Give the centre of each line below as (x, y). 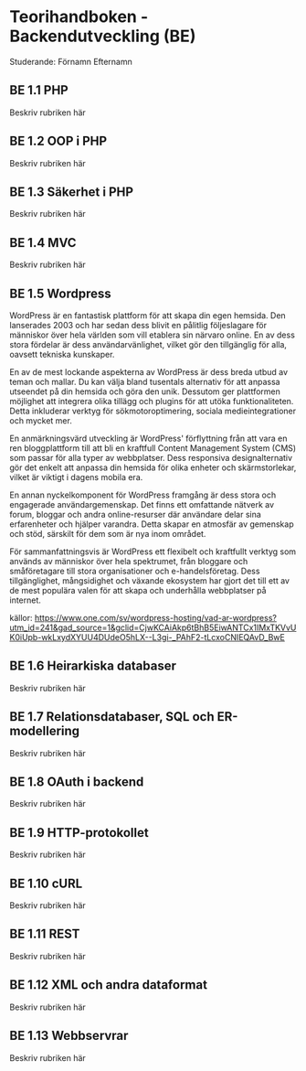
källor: (21, 618)
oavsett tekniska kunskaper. (62, 354)
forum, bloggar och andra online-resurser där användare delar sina (136, 514)
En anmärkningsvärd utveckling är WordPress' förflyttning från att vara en (148, 438)
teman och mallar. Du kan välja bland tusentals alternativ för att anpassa (145, 382)
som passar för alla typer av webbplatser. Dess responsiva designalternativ (151, 458)
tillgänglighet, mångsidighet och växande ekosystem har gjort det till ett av (150, 581)
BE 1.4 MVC (43, 243)
